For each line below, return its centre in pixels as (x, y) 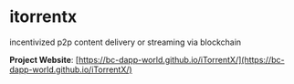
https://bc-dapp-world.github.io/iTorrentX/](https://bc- (181, 59)
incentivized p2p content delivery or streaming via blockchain (126, 42)
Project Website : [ (44, 59)
